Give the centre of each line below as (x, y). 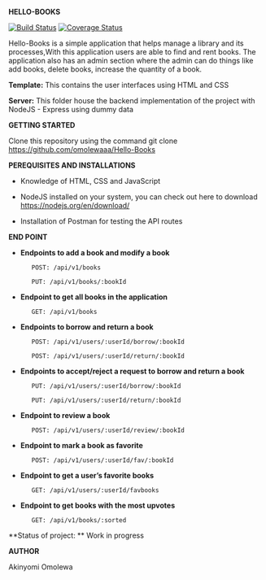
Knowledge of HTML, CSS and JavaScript (90, 181)
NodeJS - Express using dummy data (71, 109)
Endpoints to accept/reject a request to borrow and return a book (132, 371)
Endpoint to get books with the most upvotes (98, 505)
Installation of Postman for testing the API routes (101, 221)
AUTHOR (24, 551)
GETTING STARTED (42, 125)
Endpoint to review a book (65, 415)
